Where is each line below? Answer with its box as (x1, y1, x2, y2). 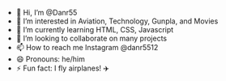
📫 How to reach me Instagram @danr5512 (15, 43, 159, 52)
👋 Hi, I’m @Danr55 (15, 8, 78, 17)
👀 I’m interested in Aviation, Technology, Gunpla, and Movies (15, 16, 219, 26)
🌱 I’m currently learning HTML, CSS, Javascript (15, 25, 174, 34)
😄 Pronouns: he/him (15, 54, 85, 64)
